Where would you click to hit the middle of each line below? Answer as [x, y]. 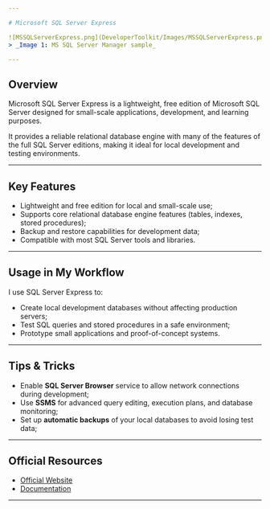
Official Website [46, 480]
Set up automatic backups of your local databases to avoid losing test [137, 420]
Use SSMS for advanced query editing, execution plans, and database [136, 402]
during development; [55, 394]
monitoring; [39, 411]
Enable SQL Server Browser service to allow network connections [129, 385]
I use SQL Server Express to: [56, 292]
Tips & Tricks [42, 366]
